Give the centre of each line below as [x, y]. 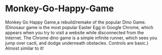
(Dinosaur [15, 27]
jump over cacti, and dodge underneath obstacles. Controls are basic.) [77, 43]
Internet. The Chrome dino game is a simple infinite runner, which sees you [81, 38]
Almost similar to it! [25, 48]
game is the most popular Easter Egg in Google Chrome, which [90, 27]
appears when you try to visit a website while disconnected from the [75, 32]
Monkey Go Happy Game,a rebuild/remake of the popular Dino [68, 22]
